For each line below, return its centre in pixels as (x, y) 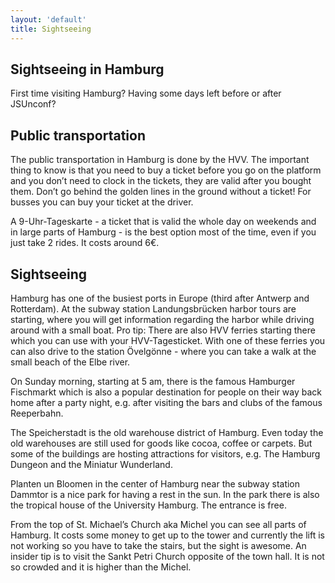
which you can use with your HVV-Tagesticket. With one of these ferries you (168, 340)
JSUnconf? (33, 104)
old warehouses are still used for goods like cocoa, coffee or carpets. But (161, 443)
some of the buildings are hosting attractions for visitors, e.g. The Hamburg (165, 453)
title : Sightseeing (51, 29)
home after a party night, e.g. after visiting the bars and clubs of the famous (166, 402)
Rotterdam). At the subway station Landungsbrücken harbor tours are (153, 308)
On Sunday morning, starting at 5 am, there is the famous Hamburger (153, 381)
